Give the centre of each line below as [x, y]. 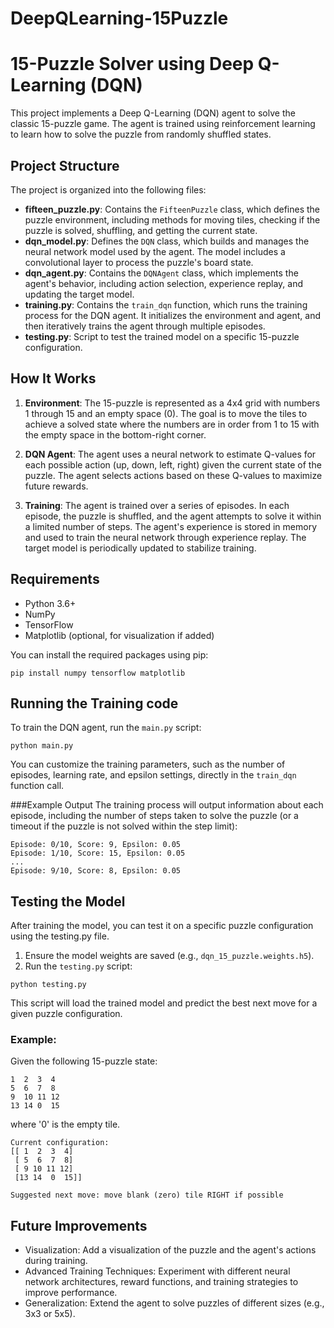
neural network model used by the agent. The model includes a [155, 251]
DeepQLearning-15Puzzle [119, 18]
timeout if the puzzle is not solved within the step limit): [124, 826]
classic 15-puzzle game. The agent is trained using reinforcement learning [163, 124]
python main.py [42, 746]
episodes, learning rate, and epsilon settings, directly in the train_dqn [153, 775]
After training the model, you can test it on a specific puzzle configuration [162, 926]
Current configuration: [60, 1143]
